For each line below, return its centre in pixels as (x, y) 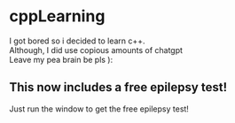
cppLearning (57, 16)
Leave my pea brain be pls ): (61, 59)
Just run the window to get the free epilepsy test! (99, 109)
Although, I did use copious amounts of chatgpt (96, 50)
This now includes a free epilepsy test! (118, 87)
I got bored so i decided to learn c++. (77, 41)
